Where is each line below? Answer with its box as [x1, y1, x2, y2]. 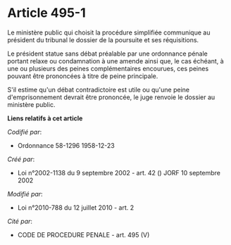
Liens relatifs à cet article [7, 114, 83, 122]
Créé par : [7, 155, 35, 163]
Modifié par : [7, 189, 44, 198]
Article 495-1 [7, 5, 86, 21]
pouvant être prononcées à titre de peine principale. [7, 72, 158, 80]
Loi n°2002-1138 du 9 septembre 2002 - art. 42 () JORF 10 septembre [17, 168, 220, 177]
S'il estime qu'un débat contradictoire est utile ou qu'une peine [7, 85, 190, 94]
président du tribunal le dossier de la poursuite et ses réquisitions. [7, 35, 199, 44]
